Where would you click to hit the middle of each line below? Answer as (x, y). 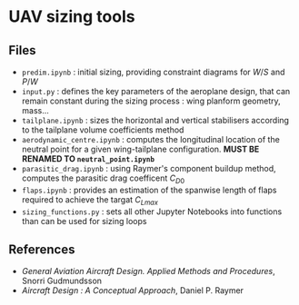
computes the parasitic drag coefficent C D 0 (103, 179)
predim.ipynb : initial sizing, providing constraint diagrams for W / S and (153, 72)
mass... (35, 110)
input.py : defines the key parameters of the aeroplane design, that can (156, 91)
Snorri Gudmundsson (61, 281)
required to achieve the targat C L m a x (90, 200)
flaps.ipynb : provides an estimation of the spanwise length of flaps (149, 190)
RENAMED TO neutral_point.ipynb (88, 159)
